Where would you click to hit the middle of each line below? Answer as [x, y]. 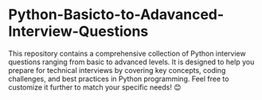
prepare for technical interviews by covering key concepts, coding [117, 70]
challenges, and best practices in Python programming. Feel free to [119, 79]
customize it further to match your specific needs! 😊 [95, 87]
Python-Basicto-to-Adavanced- [116, 15]
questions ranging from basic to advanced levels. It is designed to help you [131, 62]
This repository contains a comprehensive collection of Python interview [127, 53]
